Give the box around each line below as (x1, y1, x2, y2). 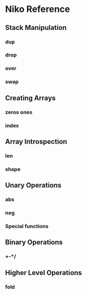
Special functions (5, 223, 49, 230)
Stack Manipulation (5, 23, 67, 32)
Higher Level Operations (5, 268, 82, 277)
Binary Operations (5, 238, 63, 247)
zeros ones (5, 109, 33, 116)
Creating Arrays (5, 94, 56, 102)
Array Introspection (5, 137, 67, 146)
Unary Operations (5, 181, 62, 190)
